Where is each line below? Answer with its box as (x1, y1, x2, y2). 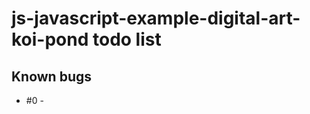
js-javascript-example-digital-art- (11, 7, 301, 30)
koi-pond (11, 28, 89, 51)
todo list (92, 28, 162, 51)
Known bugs (11, 68, 93, 85)
